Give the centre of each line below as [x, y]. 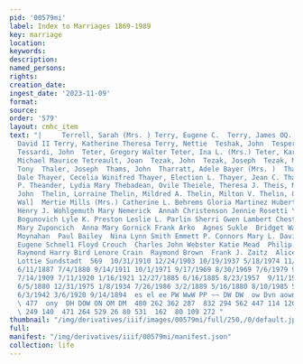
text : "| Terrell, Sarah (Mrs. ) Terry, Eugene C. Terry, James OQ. [151, 135]
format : [24, 102]
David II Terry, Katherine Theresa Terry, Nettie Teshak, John [141, 144]
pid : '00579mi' [38, 18]
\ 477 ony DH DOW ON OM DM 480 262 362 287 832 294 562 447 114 [149, 303]
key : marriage [36, 34]
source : [24, 110]
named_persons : [38, 69]
